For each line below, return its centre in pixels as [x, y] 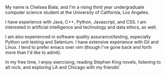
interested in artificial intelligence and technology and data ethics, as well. [81, 27]
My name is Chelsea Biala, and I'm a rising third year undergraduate [75, 7]
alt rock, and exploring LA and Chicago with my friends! [62, 67]
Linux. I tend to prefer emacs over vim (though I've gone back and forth [79, 47]
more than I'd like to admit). [33, 52]
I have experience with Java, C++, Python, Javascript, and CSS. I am [76, 22]
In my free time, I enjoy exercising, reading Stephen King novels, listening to [83, 62]
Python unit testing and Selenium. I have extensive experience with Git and [82, 42]
